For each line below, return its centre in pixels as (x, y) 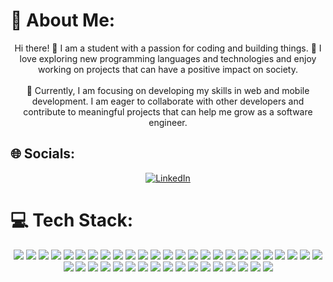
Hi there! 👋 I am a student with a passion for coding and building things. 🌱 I (168, 48)
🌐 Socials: (43, 154)
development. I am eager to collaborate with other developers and (168, 101)
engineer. (168, 122)
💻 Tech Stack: (72, 220)
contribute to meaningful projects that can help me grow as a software (168, 111)
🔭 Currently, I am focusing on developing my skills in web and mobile (168, 90)
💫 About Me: (63, 20)
